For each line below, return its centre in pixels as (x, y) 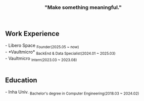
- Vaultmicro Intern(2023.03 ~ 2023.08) (41, 59)
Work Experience (32, 34)
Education (21, 80)
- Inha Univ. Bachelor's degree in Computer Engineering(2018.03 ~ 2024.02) (72, 93)
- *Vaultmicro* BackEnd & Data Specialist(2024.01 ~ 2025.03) (60, 52)
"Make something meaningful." (83, 7)
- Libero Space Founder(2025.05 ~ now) (42, 46)
